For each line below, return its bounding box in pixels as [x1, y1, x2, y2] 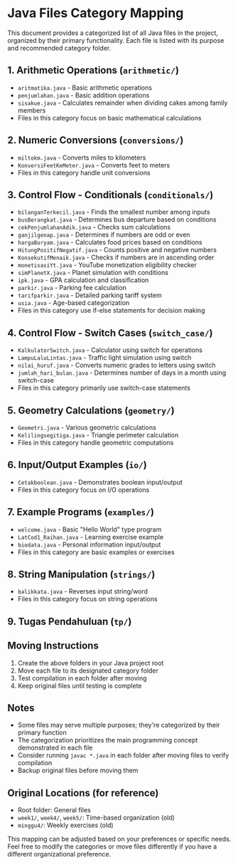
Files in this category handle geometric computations [17, 438, 174, 447]
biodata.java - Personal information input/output [17, 540, 161, 549]
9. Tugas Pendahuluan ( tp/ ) [7, 615, 132, 628]
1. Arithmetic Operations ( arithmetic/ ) [7, 64, 180, 76]
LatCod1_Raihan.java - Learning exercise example [17, 532, 164, 541]
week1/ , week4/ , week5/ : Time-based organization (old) [17, 814, 175, 822]
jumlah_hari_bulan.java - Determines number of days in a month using [17, 368, 227, 377]
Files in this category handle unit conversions [17, 168, 151, 177]
